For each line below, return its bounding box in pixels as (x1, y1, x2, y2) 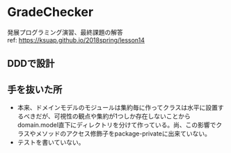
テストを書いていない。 (17, 138, 85, 147)
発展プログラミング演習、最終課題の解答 (7, 28, 123, 36)
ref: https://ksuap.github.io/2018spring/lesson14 (7, 35, 145, 44)
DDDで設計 (7, 58, 55, 70)
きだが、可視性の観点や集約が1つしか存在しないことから (29, 112, 191, 120)
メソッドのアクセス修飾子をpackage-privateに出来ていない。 (35, 129, 211, 138)
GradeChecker (7, 4, 94, 20)
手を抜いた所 (7, 83, 63, 95)
